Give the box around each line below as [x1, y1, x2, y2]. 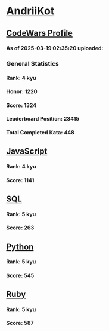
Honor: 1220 [6, 88, 38, 95]
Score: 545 [6, 272, 35, 279]
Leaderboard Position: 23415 [6, 115, 79, 122]
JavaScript [6, 146, 48, 157]
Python [6, 241, 34, 252]
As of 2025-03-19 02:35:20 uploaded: [6, 45, 104, 52]
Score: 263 [6, 224, 35, 231]
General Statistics [6, 60, 60, 68]
